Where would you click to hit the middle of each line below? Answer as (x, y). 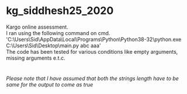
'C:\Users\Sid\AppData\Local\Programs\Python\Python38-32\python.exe (94, 39)
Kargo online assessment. (37, 27)
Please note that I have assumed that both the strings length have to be (93, 79)
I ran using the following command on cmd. (58, 33)
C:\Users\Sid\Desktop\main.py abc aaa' (53, 46)
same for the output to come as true (50, 85)
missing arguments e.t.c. (36, 58)
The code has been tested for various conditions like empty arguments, (92, 51)
